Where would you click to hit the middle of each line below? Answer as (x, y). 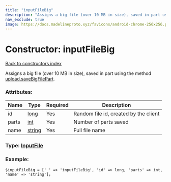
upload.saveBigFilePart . (30, 79)
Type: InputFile (24, 146)
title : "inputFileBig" (29, 10)
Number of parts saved (101, 122)
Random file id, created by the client (117, 114)
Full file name (90, 131)
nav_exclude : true (25, 19)
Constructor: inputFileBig (60, 49)
